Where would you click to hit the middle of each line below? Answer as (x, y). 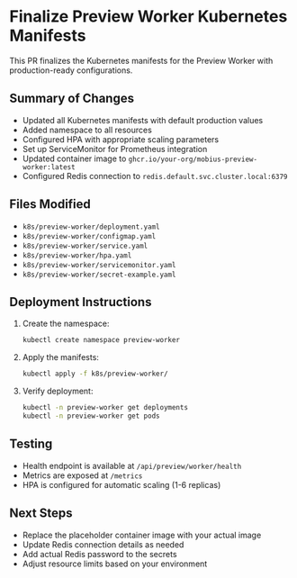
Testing (31, 444)
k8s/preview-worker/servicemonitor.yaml (99, 265)
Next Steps (41, 514)
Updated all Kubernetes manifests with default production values (143, 120)
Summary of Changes (72, 99)
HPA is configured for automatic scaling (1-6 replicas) (121, 484)
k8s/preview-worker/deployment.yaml (91, 227)
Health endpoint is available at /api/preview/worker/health (132, 465)
